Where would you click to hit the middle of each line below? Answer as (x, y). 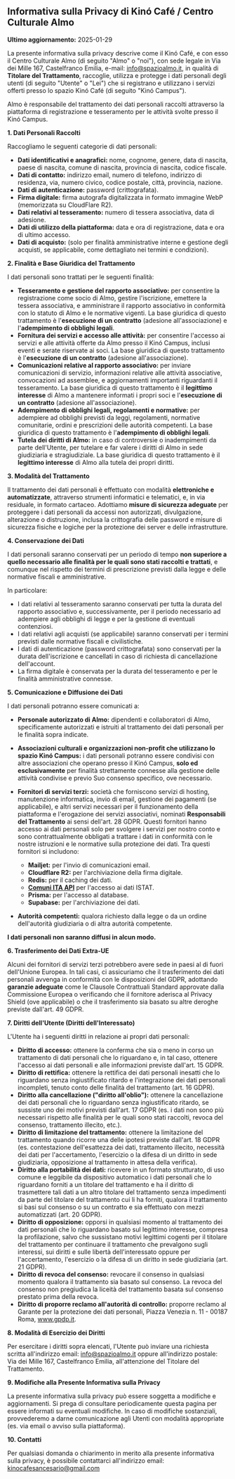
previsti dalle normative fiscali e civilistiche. (80, 641)
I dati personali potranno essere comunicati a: (73, 705)
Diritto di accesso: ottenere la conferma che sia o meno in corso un (115, 1050)
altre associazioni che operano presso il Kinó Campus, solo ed (108, 763)
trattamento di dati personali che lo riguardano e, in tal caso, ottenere (117, 1057)
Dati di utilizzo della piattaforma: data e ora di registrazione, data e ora (121, 227)
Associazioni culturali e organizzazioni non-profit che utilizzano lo (116, 748)
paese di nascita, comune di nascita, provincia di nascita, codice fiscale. (122, 167)
